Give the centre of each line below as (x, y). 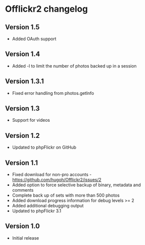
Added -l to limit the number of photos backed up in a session (74, 66)
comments (23, 190)
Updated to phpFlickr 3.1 (37, 211)
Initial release (25, 238)
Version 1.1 (21, 163)
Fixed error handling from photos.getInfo (53, 93)
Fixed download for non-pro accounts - (52, 175)
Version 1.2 (22, 135)
